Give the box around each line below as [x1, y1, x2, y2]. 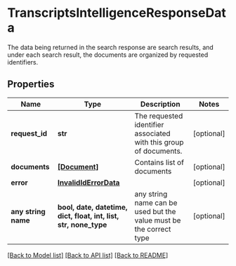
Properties [7, 79, 55, 91]
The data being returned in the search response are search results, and [7, 43, 214, 51]
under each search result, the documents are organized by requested [7, 51, 209, 59]
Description [140, 99, 181, 109]
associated [134, 128, 171, 138]
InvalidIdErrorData [57, 178, 120, 187]
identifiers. [7, 58, 39, 66]
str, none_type [57, 220, 107, 230]
